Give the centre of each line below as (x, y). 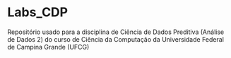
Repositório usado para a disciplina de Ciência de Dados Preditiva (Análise (116, 32)
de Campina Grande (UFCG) (48, 47)
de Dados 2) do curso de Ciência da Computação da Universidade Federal (116, 39)
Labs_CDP (38, 12)
